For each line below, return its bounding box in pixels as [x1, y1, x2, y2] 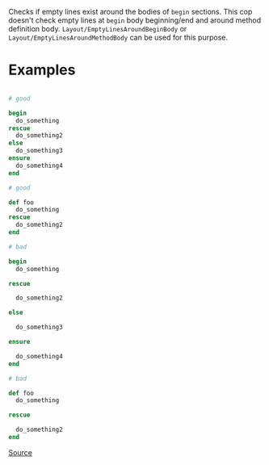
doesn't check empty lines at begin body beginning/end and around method [8, 15, 262, 25]
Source [8, 447, 32, 457]
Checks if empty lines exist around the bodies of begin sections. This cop [8, 7, 253, 16]
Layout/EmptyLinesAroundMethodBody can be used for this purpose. [8, 32, 229, 42]
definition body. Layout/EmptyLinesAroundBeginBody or [8, 24, 187, 33]
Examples [8, 61, 76, 79]
